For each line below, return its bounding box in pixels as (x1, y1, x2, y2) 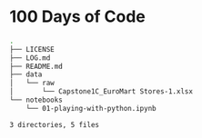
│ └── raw (9, 79, 55, 88)
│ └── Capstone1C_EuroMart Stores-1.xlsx (9, 87, 194, 96)
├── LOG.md (9, 53, 51, 63)
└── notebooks (9, 95, 64, 105)
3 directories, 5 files (9, 120, 100, 129)
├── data (9, 70, 43, 79)
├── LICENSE (9, 44, 55, 54)
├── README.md (9, 62, 64, 71)
